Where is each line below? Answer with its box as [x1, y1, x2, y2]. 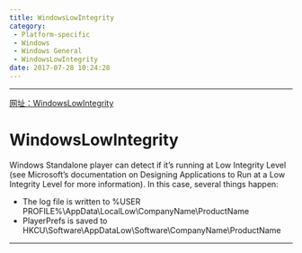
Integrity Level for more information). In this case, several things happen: [9, 178, 279, 189]
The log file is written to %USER [22, 195, 141, 207]
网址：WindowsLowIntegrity [9, 97, 114, 108]
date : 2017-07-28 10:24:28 [9, 64, 111, 73]
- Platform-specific [13, 30, 91, 39]
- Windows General [13, 47, 83, 56]
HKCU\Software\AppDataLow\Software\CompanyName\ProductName [22, 224, 281, 235]
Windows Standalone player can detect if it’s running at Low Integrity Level [9, 159, 287, 170]
